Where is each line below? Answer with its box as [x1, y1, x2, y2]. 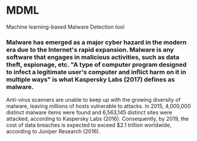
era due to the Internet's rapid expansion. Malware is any [6, 45, 174, 54]
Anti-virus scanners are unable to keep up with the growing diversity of [6, 96, 181, 104]
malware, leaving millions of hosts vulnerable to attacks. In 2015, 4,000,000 [6, 102, 192, 110]
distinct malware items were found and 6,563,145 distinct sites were [6, 109, 173, 116]
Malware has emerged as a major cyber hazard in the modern [6, 38, 187, 46]
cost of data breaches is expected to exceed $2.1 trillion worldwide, [6, 121, 171, 129]
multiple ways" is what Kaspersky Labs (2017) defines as [6, 75, 175, 83]
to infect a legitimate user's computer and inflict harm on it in [6, 68, 186, 76]
